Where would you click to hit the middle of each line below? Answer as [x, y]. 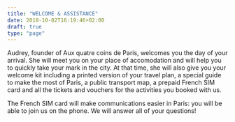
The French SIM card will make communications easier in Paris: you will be [115, 104]
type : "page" [26, 33]
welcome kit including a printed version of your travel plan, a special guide [114, 75]
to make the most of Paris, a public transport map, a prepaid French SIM [111, 83]
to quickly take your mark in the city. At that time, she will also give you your [116, 68]
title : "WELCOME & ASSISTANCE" [53, 14]
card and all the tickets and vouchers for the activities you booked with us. [114, 90]
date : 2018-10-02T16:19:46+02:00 [56, 20]
